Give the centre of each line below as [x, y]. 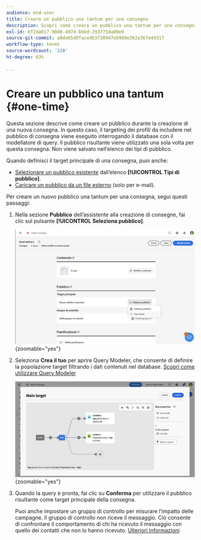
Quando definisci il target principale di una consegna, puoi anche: [87, 160]
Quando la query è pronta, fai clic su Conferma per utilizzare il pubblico [103, 493]
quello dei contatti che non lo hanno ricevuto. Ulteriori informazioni [97, 530]
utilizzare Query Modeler [45, 373]
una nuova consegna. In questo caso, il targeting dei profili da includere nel [99, 130]
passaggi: [18, 203]
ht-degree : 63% [25, 57]
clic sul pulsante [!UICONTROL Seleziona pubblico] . [80, 221]
